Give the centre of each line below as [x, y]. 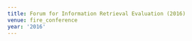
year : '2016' [27, 26]
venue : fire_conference [43, 20]
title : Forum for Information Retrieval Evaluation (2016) [97, 14]
